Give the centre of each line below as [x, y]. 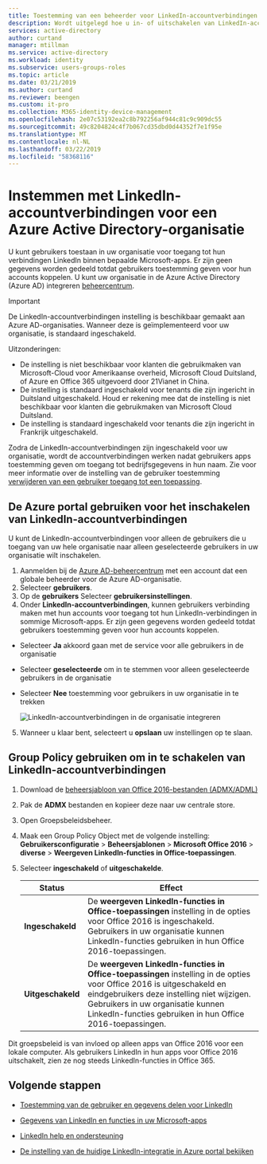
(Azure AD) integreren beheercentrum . [72, 286]
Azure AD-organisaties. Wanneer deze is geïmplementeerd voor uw [119, 325]
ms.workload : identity [46, 61]
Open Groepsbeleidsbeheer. [66, 820]
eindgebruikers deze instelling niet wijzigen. [169, 993]
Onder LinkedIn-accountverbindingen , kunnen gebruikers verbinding [135, 604]
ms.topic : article [39, 75]
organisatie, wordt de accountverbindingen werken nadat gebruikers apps [130, 456]
